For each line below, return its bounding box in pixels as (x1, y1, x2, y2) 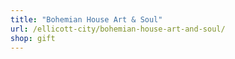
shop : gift (10, 33, 56, 43)
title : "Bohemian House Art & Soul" (10, 14, 163, 25)
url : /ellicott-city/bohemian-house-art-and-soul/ (10, 24, 226, 34)
